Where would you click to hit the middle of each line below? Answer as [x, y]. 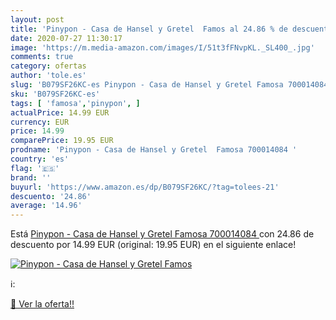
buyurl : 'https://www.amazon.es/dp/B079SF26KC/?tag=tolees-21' [145, 187]
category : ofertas [48, 66]
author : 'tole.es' [48, 76]
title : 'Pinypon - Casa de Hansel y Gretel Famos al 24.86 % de [149, 29]
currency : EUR [40, 122]
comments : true [42, 57]
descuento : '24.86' [51, 196]
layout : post [37, 19]
